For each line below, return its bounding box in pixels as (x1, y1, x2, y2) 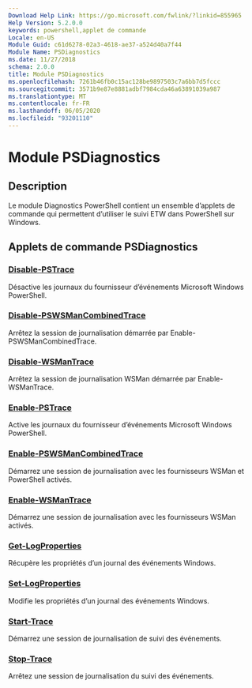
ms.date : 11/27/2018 (8, 56, 77, 64)
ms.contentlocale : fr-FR (8, 100, 90, 107)
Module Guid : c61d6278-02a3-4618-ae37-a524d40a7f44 (8, 41, 182, 49)
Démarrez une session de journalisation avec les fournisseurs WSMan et (8, 466, 245, 476)
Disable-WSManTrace (8, 356, 95, 367)
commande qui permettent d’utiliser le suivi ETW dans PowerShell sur (8, 209, 235, 218)
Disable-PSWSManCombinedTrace (8, 310, 146, 321)
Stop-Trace (8, 653, 53, 664)
